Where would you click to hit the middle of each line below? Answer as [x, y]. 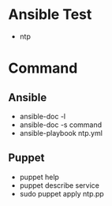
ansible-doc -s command [61, 125]
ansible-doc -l [43, 116]
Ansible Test [50, 15]
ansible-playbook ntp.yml [61, 133]
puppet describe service [60, 185]
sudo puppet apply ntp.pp [62, 193]
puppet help [39, 177]
